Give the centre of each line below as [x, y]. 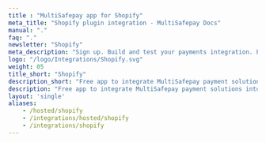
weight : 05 [26, 67]
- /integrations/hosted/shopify [76, 118]
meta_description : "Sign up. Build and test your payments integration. [131, 52]
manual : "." [28, 30]
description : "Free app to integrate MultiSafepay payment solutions [125, 89]
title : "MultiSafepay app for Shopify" [76, 15]
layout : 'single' [37, 96]
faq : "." [23, 37]
